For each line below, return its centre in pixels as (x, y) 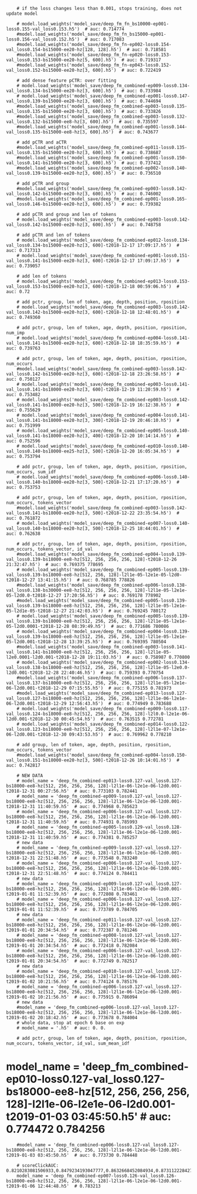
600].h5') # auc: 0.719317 (127, 60)
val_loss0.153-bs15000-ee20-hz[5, (48, 60)
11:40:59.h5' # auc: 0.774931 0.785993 (87, 822)
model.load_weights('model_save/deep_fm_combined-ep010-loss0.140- (106, 446)
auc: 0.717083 (107, 39)
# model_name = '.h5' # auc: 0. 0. (62, 1028)
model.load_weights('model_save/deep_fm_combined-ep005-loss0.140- (106, 431)
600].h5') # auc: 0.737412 (127, 163)
